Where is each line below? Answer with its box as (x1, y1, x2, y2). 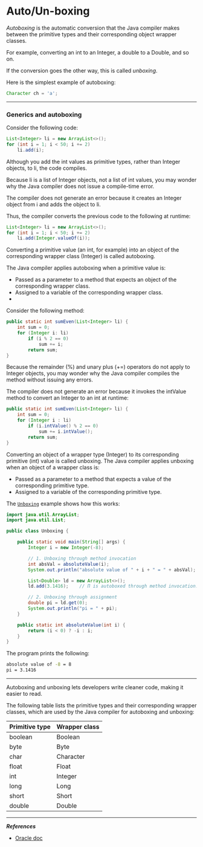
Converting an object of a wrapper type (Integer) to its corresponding (6, 450, 179, 458)
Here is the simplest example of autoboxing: (6, 79, 116, 86)
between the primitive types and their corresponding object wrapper (6, 30, 177, 37)
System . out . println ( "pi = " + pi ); (28, 606, 118, 612)
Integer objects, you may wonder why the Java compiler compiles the (6, 370, 180, 377)
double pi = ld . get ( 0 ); (28, 600, 88, 606)
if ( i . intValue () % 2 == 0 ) (28, 423, 98, 429)
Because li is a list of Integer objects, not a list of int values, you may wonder (6, 176, 197, 183)
